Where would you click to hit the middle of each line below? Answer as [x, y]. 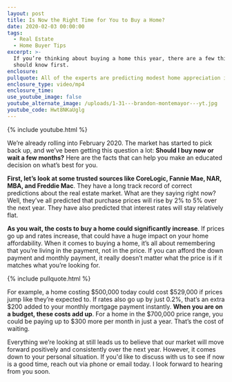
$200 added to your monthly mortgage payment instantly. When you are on [115, 306]
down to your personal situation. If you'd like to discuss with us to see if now [116, 356]
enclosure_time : [30, 90]
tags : [15, 33]
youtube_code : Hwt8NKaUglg [46, 110]
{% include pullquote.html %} [49, 278]
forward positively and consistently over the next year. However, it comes [112, 349]
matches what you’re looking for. [54, 265]
